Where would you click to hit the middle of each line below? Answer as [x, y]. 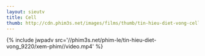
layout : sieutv [26, 12]
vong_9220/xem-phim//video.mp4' [50, 46]
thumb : [15, 23]
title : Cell [21, 17]
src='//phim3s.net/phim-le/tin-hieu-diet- [106, 40]
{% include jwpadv [30, 40]
